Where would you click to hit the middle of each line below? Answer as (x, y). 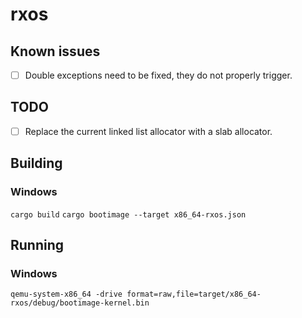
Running (37, 245)
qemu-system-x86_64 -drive (66, 294)
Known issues (55, 51)
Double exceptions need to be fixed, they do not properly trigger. (158, 75)
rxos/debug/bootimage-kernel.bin (80, 303)
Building (36, 163)
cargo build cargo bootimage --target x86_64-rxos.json (128, 214)
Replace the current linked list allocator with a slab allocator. (148, 131)
